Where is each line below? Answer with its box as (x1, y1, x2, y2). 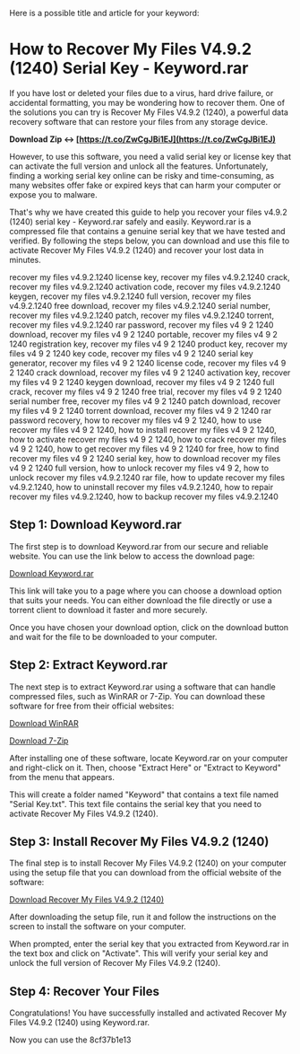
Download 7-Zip (9, 735, 69, 746)
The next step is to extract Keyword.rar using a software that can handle (9, 681, 276, 692)
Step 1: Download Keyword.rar (9, 517, 182, 532)
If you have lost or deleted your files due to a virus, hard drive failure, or (9, 87, 274, 98)
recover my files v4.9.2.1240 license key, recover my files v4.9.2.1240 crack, (9, 271, 291, 282)
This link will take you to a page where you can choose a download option (9, 585, 282, 596)
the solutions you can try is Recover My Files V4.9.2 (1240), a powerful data (9, 107, 289, 118)
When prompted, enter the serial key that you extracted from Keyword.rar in (9, 938, 289, 950)
